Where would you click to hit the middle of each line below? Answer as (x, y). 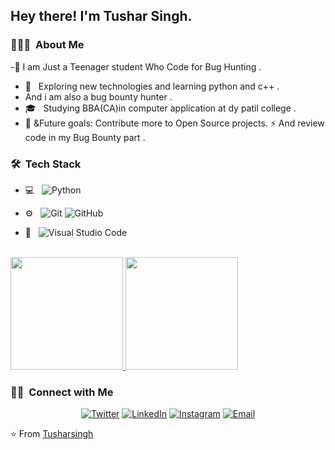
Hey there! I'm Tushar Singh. (101, 16)
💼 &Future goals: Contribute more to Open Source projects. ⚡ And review (174, 123)
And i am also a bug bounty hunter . (98, 96)
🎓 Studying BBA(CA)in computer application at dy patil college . (160, 108)
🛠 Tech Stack (46, 164)
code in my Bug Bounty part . (85, 137)
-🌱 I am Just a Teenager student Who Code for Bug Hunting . (136, 66)
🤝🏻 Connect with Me (62, 392)
